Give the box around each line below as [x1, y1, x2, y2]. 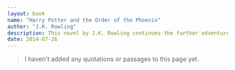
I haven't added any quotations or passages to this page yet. [24, 55, 199, 63]
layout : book [7, 10, 45, 17]
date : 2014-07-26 [7, 36, 58, 43]
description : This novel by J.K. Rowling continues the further [7, 29, 199, 37]
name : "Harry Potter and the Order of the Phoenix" [7, 17, 161, 24]
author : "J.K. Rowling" [7, 23, 77, 30]
